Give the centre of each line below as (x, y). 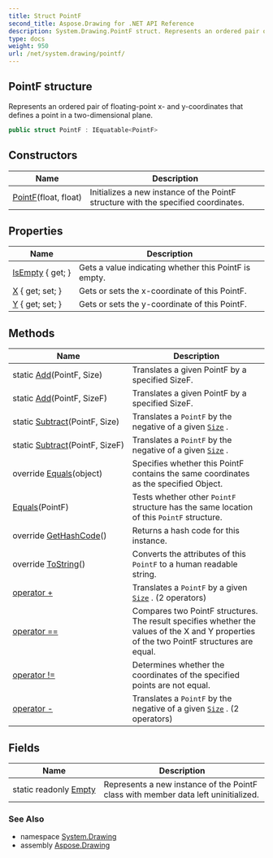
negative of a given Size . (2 (186, 709)
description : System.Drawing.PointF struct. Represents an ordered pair (134, 31)
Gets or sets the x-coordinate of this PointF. (162, 291)
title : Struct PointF (45, 16)
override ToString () (49, 564)
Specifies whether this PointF (188, 463)
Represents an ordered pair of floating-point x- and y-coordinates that (126, 106)
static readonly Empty (54, 789)
